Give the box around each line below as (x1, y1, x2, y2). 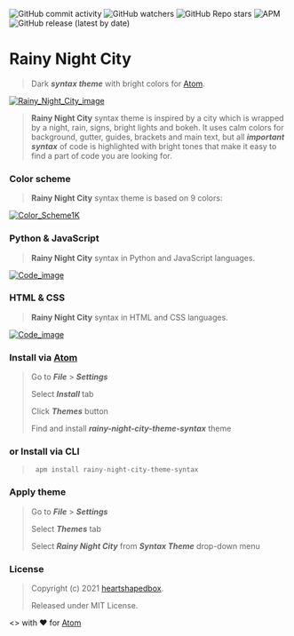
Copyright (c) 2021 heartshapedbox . (30, 583, 164, 594)
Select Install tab (30, 389, 94, 400)
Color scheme (9, 172, 71, 185)
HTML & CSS (9, 291, 65, 304)
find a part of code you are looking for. (30, 150, 172, 161)
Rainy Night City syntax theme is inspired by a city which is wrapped (30, 112, 284, 123)
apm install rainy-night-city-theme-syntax (35, 465, 199, 474)
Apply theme (9, 486, 67, 498)
